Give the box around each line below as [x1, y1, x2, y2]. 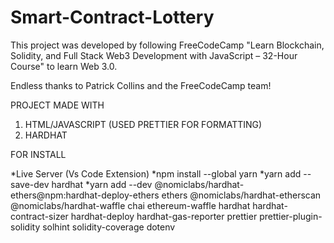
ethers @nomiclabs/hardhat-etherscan [161, 189, 322, 201]
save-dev [10, 178, 50, 190]
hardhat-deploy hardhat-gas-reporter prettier [70, 210, 258, 222]
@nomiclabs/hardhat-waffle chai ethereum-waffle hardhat [10, 199, 251, 211]
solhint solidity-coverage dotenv [42, 221, 176, 233]
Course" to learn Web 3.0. [10, 60, 118, 72]
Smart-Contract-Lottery [10, 6, 215, 29]
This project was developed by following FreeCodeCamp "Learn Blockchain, [10, 39, 325, 51]
